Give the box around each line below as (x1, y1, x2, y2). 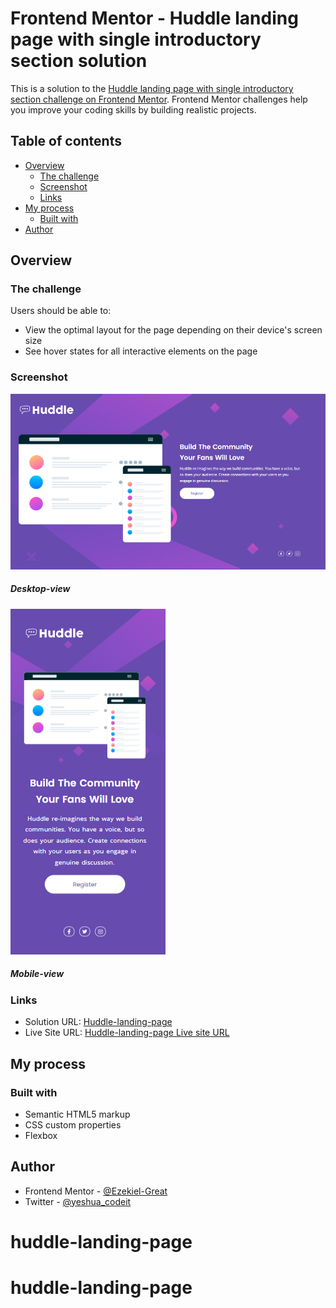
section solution (10, 50, 148, 72)
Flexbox (24, 1129, 58, 1141)
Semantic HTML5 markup (24, 1108, 131, 1120)
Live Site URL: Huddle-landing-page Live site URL (24, 1027, 230, 1039)
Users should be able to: (10, 305, 112, 317)
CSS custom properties (24, 1118, 122, 1131)
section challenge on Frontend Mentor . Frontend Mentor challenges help (10, 93, 308, 105)
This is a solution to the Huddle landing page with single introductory (10, 82, 294, 94)
